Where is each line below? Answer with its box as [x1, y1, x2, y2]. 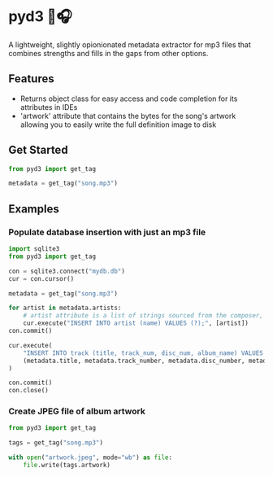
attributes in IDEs [19, 102, 78, 112]
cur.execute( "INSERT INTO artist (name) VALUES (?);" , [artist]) [23, 319, 249, 327]
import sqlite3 [8, 245, 60, 253]
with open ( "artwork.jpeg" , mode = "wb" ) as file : [8, 453, 173, 462]
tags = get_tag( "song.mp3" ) [8, 439, 104, 447]
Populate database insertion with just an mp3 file [8, 226, 206, 238]
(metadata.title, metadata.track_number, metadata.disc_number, [23, 357, 245, 365]
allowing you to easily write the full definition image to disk [19, 120, 217, 129]
